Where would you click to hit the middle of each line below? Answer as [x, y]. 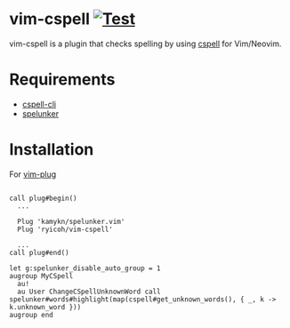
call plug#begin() [43, 198]
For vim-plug [33, 174]
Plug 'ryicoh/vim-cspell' [65, 229]
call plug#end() [39, 252]
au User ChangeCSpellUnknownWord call [89, 292]
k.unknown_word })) [45, 307]
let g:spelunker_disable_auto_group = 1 [85, 268]
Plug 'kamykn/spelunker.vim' [71, 221]
